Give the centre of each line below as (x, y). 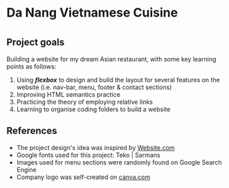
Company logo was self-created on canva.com (83, 177)
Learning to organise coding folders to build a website (93, 109)
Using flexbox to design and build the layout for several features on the (118, 79)
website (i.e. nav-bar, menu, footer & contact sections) (94, 87)
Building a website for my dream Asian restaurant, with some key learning (111, 59)
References (32, 131)
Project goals (36, 43)
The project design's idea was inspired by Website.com (95, 147)
